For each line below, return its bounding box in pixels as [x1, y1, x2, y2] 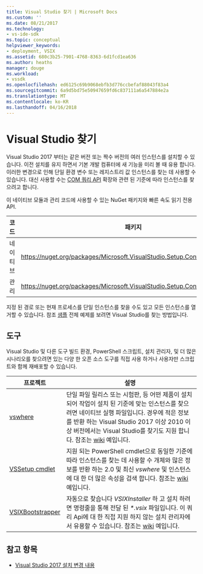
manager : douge [6, 65, 45, 71]
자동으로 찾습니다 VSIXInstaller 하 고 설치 [66, 495, 178, 503]
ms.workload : [6, 71, 39, 77]
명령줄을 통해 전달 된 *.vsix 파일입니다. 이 [73, 504, 185, 512]
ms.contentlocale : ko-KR [6, 98, 69, 105]
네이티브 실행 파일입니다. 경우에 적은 [79, 408, 176, 417]
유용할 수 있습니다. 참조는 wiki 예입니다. [73, 522, 180, 530]
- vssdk [6, 76, 26, 82]
